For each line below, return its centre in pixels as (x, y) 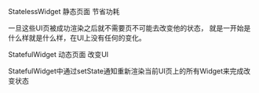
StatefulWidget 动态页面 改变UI (58, 54)
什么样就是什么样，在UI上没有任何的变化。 (77, 38)
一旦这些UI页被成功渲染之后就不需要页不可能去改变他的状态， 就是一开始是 (129, 28)
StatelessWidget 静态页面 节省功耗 (64, 11)
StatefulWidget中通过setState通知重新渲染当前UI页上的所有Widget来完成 (126, 71)
